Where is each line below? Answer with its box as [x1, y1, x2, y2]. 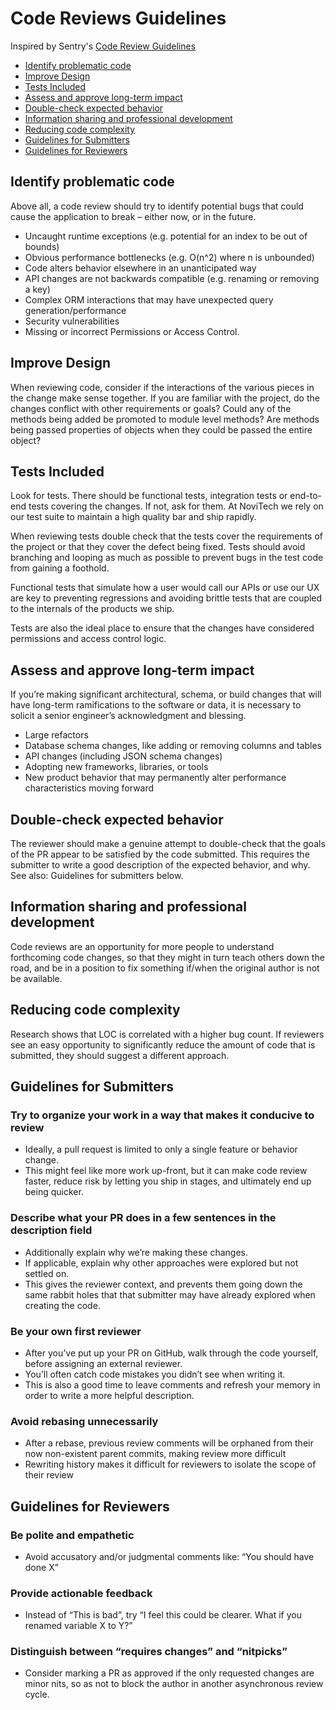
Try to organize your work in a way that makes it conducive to [10, 1108, 315, 1122]
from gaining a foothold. [10, 562, 110, 574]
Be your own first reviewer [10, 1324, 142, 1338]
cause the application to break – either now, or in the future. [10, 210, 257, 222]
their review [24, 1469, 74, 1481]
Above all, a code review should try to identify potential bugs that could [10, 200, 304, 212]
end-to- [289, 490, 323, 502]
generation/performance [24, 304, 127, 316]
